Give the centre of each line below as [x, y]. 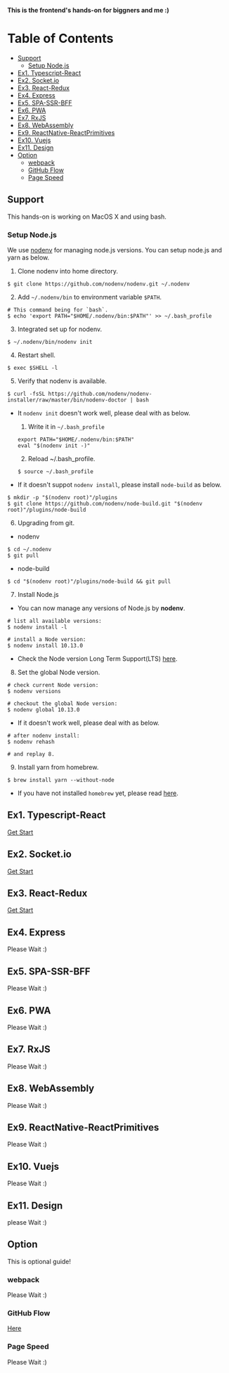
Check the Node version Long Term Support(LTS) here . [97, 659]
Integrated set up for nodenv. [60, 329]
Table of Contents [60, 39]
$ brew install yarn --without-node [61, 780]
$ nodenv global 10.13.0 [44, 710]
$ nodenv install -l [38, 627]
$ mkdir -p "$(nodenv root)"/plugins [63, 498]
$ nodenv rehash [31, 742]
